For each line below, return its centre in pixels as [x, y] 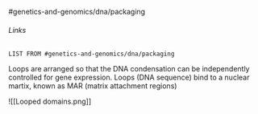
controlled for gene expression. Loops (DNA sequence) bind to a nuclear [129, 77]
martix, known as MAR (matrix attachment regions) [93, 86]
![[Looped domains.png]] [50, 102]
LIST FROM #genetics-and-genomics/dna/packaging [92, 54]
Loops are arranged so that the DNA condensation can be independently [129, 69]
